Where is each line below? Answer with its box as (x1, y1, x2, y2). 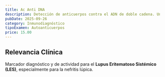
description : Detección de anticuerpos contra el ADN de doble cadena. (5, 12, 155, 17)
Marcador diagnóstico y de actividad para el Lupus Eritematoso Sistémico (5, 61, 157, 67)
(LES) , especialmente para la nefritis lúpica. (5, 66, 93, 72)
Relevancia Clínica (5, 48, 63, 56)
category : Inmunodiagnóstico (5, 21, 65, 26)
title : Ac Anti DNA (5, 7, 45, 12)
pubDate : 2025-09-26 (5, 16, 48, 21)
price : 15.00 (5, 30, 32, 35)
